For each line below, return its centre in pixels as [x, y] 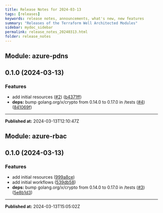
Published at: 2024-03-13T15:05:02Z [42, 207]
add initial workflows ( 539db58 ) [44, 183]
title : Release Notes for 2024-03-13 [43, 9]
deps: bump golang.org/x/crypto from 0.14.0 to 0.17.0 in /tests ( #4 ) [79, 102]
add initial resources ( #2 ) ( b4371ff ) [47, 97]
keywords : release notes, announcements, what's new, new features [75, 18]
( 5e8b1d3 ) [22, 193]
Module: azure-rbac [36, 136]
